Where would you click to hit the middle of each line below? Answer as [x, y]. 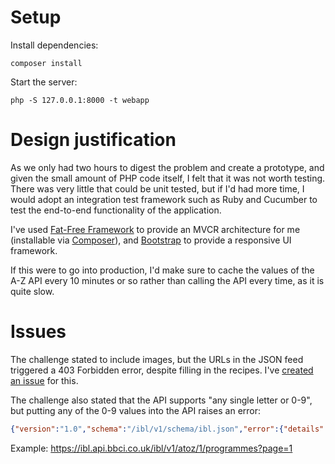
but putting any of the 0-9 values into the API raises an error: [136, 410]
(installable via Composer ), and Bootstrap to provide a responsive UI [151, 240]
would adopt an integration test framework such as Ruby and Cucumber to [164, 199]
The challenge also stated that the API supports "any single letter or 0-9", [161, 400]
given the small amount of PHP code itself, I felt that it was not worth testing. [168, 178]
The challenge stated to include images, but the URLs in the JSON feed [157, 359]
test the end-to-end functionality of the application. [116, 210]
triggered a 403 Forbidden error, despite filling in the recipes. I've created [162, 370]
